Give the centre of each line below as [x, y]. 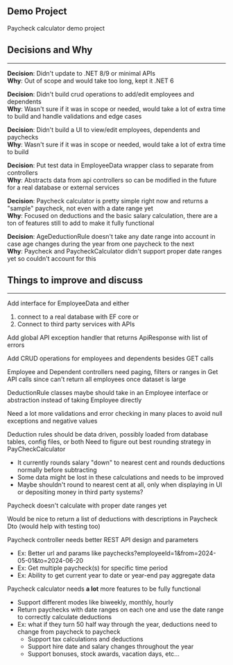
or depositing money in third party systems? [80, 492]
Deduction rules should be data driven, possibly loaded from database [108, 435]
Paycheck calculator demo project [56, 28]
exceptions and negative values [52, 421]
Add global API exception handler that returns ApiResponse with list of [107, 338]
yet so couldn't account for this [52, 258]
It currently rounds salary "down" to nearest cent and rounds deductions [121, 463]
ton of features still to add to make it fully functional [81, 223]
